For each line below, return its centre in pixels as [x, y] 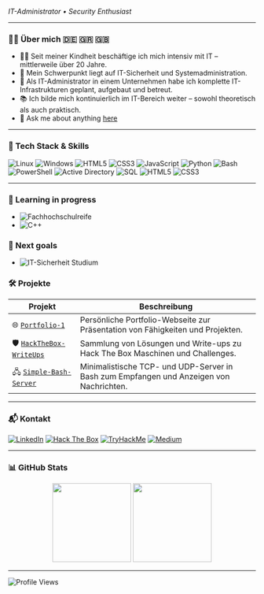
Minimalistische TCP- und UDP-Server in [156, 367]
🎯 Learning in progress [52, 199]
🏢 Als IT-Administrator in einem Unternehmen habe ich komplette [125, 81]
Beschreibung [166, 306]
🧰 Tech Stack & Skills [49, 147]
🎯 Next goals [33, 245]
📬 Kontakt [29, 419]
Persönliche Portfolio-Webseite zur [145, 320]
